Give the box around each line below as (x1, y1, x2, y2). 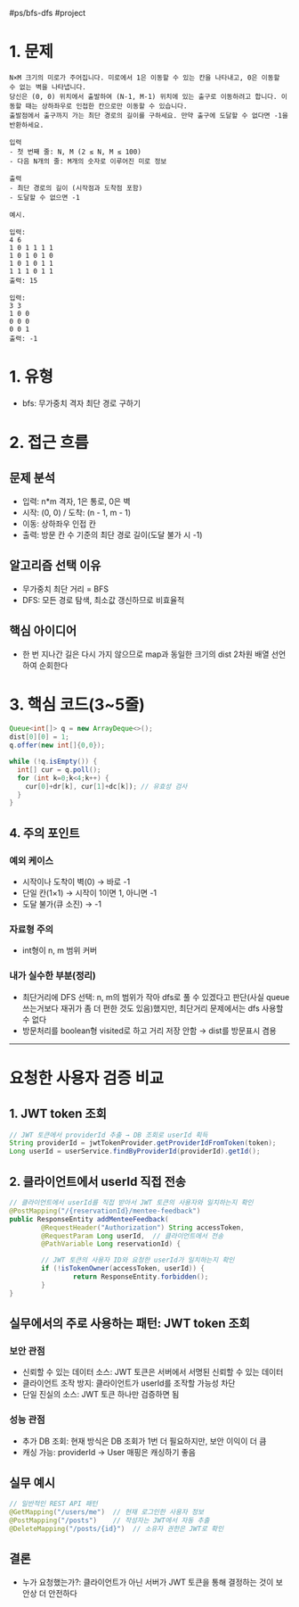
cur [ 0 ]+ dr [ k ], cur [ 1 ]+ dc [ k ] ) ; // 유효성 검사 (25, 782, 188, 791)
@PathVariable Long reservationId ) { (41, 1239, 181, 1248)
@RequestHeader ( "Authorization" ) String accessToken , (41, 1222, 245, 1232)
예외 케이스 (9, 854, 54, 866)
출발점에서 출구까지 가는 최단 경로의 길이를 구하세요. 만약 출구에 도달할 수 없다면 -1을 (9, 111, 289, 120)
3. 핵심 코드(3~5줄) (9, 694, 145, 715)
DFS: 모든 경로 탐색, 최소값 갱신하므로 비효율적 (21, 594, 185, 605)
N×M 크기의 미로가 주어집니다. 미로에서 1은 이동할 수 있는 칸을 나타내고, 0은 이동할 (9, 73, 280, 82)
